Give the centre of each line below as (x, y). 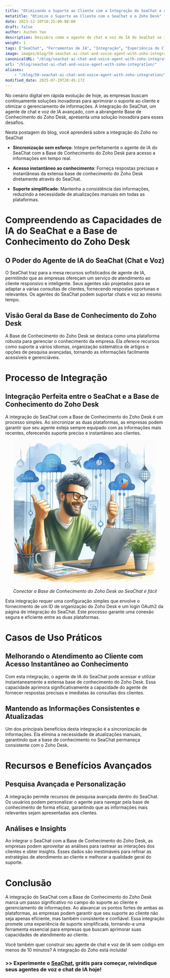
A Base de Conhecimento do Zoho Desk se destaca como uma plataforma (82, 336)
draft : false (19, 27)
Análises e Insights (36, 829)
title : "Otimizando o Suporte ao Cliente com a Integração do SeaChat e (83, 11)
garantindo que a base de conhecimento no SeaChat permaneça (73, 740)
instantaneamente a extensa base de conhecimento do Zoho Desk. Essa (80, 682)
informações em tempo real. (42, 158)
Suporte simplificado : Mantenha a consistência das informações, (81, 189)
